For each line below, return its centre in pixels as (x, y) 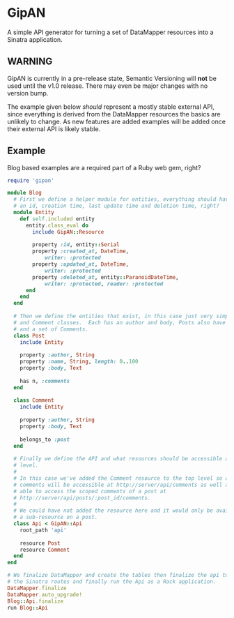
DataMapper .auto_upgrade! (45, 594)
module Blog (24, 193)
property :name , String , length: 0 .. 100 (79, 362)
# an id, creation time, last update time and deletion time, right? (116, 206)
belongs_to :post (45, 439)
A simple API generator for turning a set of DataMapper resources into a (110, 32)
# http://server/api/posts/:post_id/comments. (82, 498)
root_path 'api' (44, 530)
